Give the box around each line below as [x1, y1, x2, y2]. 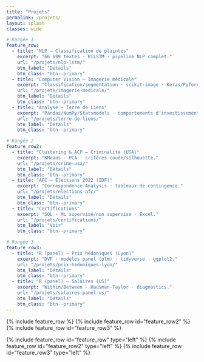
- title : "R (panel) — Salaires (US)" [12, 278, 110, 285]
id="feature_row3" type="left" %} [6, 349, 91, 356]
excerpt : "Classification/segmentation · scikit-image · [17, 82, 165, 88]
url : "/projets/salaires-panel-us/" [17, 290, 110, 296]
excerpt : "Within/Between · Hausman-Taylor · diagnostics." [17, 284, 172, 290]
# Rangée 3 [6, 239, 34, 246]
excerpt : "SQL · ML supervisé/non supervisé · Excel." [17, 211, 159, 217]
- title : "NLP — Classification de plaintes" [12, 48, 129, 55]
